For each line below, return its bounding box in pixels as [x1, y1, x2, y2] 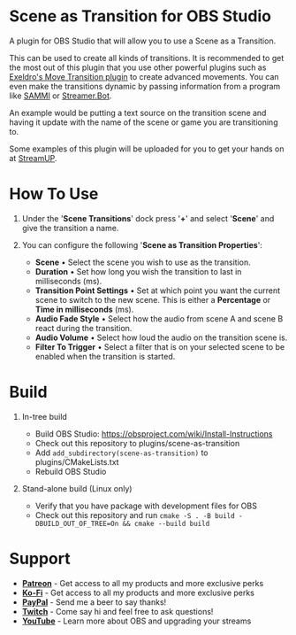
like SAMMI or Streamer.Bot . [9, 90, 112, 101]
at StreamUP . [9, 152, 57, 163]
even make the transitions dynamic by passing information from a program [9, 81, 281, 91]
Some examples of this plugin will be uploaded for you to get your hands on [9, 143, 285, 154]
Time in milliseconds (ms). [34, 304, 134, 314]
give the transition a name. [21, 222, 119, 233]
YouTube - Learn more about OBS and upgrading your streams [21, 616, 252, 626]
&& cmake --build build [122, 519, 210, 528]
